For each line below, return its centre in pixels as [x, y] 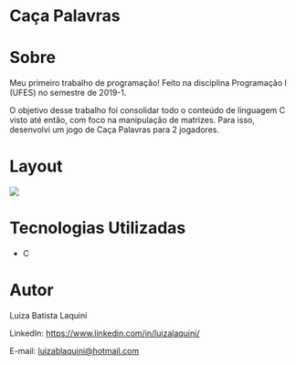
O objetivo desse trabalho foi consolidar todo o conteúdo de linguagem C [148, 110]
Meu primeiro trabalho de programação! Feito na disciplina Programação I [148, 83]
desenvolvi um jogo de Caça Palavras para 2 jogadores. [114, 130]
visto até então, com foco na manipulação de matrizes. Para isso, [132, 120]
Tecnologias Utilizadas [98, 228]
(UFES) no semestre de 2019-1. [68, 93]
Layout [36, 167]
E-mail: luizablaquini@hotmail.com [74, 350]
